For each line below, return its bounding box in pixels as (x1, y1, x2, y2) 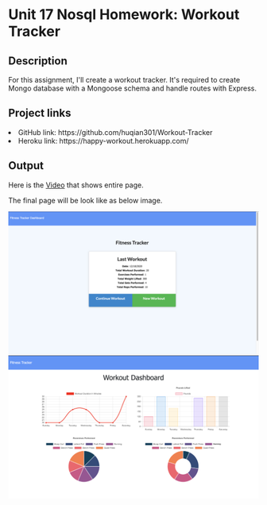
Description (8, 54, 68, 67)
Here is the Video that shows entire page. (8, 180, 145, 190)
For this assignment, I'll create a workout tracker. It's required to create (8, 75, 241, 84)
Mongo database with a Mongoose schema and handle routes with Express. (8, 83, 257, 93)
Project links (8, 106, 72, 120)
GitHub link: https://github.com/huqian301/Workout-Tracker (18, 127, 213, 137)
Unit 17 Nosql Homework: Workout (8, 6, 240, 24)
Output (8, 159, 44, 172)
